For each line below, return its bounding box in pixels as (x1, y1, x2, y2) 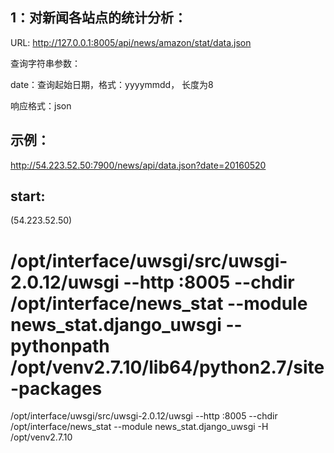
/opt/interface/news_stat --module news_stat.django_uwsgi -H (10, 421, 269, 433)
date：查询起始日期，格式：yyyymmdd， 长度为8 (10, 78, 214, 90)
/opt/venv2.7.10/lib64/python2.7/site (10, 356, 325, 378)
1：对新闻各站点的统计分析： (10, 9, 188, 27)
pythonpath (10, 334, 110, 357)
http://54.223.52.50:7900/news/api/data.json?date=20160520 (10, 159, 267, 171)
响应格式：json (10, 99, 72, 112)
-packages (10, 377, 103, 400)
